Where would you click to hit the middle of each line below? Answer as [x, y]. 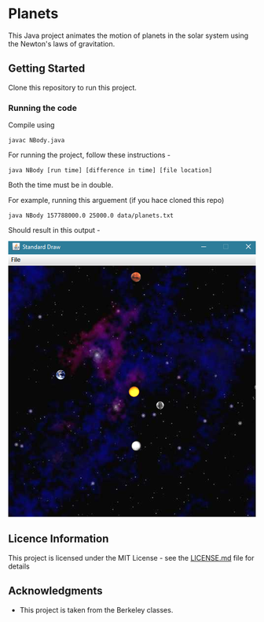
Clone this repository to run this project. [73, 87]
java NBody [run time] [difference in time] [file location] [110, 171]
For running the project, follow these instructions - [90, 155]
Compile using [31, 125]
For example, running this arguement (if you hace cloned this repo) [116, 201]
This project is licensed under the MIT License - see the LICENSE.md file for [131, 558]
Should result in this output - [54, 230]
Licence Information [59, 539]
